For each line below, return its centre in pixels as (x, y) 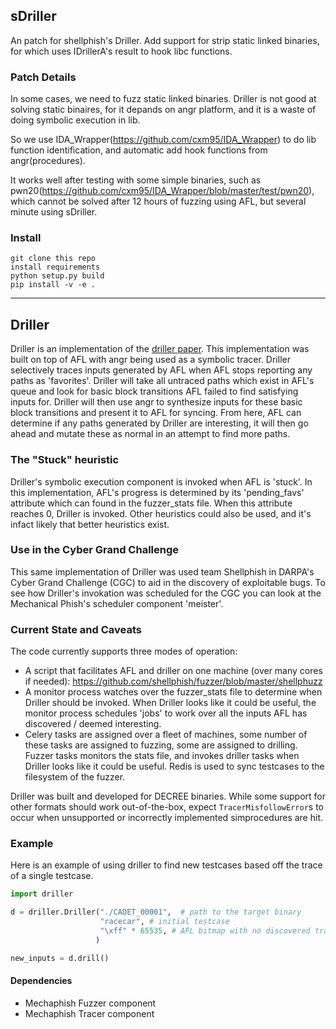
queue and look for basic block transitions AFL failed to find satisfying (154, 391)
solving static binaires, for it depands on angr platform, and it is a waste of (163, 110)
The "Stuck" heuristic (65, 460)
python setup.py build (57, 276)
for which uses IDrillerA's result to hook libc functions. (121, 51)
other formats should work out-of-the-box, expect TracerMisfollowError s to (167, 807)
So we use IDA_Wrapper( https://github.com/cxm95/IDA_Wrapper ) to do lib (163, 140)
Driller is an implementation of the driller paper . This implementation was (160, 349)
